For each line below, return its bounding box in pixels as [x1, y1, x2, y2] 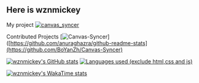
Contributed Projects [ [6, 33, 63, 40]
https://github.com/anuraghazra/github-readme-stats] [10, 39, 147, 46]
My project [6, 21, 34, 28]
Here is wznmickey [6, 5, 81, 15]
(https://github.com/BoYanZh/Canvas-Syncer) [6, 46, 123, 53]
